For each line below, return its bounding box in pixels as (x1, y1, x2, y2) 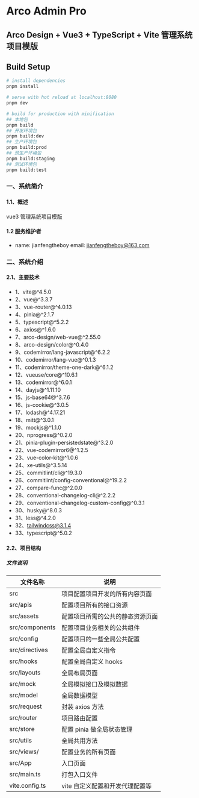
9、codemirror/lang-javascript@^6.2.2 (14, 348, 111, 356)
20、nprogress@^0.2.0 (14, 431, 73, 438)
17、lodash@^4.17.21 (14, 409, 66, 416)
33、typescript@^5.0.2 (14, 529, 72, 536)
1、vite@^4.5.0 (14, 288, 52, 295)
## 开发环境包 (6, 128, 37, 134)
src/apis (9, 600, 32, 609)
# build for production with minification (6, 110, 114, 117)
